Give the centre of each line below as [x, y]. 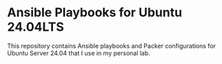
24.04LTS [36, 27]
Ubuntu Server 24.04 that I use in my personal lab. [79, 53]
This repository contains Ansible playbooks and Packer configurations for [111, 46]
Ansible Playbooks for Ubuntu [95, 13]
